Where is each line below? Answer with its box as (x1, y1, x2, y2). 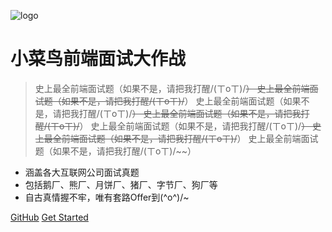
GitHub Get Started (10, 211, 89, 223)
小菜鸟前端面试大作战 (10, 48, 187, 70)
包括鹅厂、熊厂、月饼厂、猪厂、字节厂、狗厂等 (24, 178, 218, 190)
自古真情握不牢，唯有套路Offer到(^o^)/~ (24, 191, 190, 203)
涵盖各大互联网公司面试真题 (24, 166, 140, 178)
